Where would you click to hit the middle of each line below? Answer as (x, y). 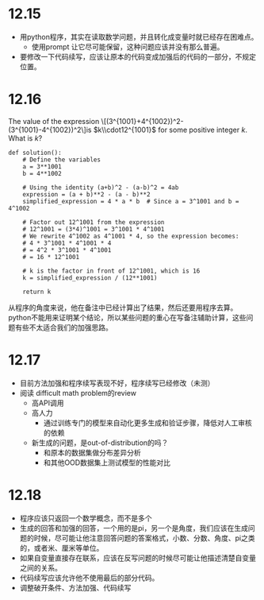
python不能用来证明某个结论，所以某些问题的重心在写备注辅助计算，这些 (127, 317)
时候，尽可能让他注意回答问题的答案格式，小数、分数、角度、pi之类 (144, 538)
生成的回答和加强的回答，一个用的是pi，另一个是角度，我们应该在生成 (134, 528)
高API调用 (48, 403)
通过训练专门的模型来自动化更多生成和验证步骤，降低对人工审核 (147, 423)
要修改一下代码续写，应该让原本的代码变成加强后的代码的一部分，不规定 (138, 56)
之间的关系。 (40, 567)
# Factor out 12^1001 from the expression (94, 222)
